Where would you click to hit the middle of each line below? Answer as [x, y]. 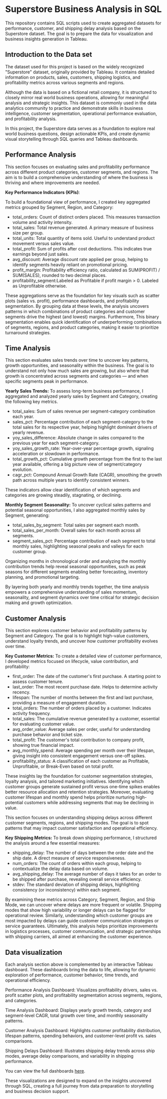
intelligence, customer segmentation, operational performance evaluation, [81, 113]
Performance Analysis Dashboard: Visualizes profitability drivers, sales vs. [82, 990]
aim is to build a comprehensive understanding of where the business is [79, 177]
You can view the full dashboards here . [45, 1071]
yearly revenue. [28, 433]
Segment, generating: [27, 515]
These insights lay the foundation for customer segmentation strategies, [79, 776]
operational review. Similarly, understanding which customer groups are [79, 915]
